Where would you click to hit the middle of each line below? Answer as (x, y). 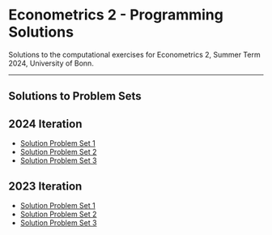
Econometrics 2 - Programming (116, 15)
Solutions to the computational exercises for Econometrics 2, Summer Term (134, 54)
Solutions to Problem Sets (75, 96)
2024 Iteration (45, 124)
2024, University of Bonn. (51, 63)
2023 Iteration (45, 186)
